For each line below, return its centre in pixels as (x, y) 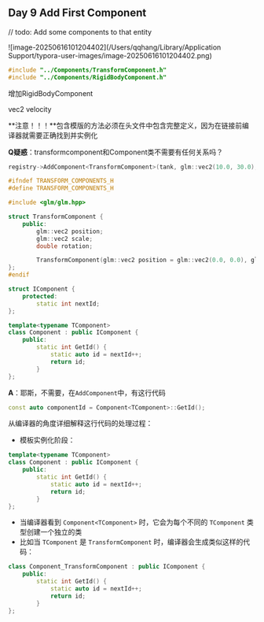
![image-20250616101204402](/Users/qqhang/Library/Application (115, 47)
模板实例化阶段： (47, 440)
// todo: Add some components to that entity (80, 31)
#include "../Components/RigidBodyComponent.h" (88, 77)
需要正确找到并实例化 (63, 135)
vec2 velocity (30, 109)
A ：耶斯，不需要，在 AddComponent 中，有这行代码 (87, 392)
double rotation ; (64, 246)
